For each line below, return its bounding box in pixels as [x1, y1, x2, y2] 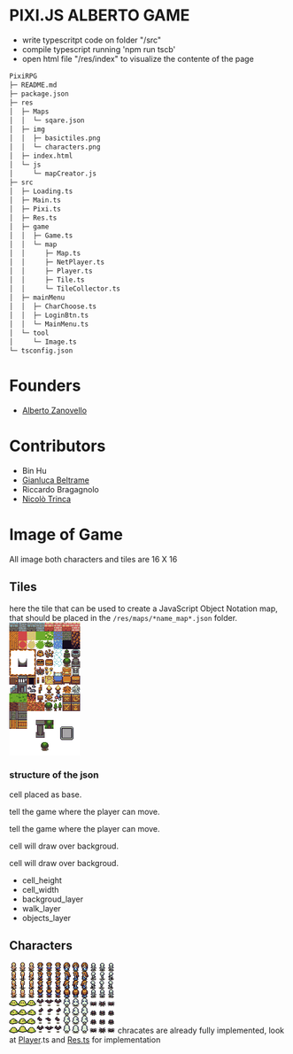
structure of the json [9, 769, 99, 781]
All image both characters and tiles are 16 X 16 [9, 554, 178, 564]
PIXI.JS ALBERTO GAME [9, 5, 190, 26]
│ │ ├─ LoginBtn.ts [9, 311, 89, 320]
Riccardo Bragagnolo [21, 484, 99, 494]
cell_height [21, 874, 62, 886]
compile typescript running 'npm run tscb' [21, 43, 176, 54]
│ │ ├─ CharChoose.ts [9, 302, 97, 311]
